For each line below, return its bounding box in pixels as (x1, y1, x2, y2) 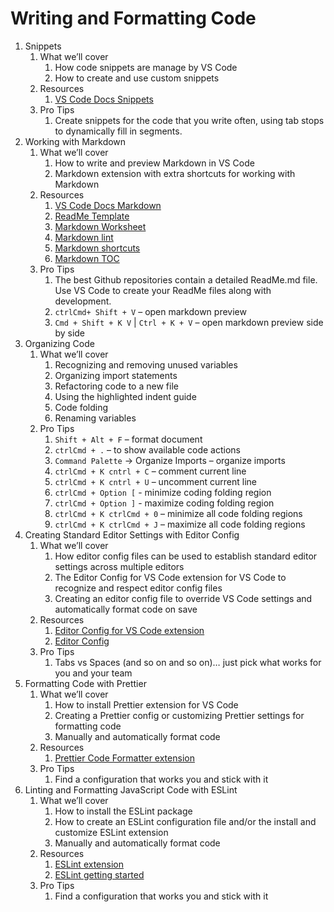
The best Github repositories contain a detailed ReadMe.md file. (54, 273, 318, 286)
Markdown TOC (54, 252, 120, 264)
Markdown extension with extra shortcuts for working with (54, 167, 296, 179)
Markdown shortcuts (54, 242, 141, 254)
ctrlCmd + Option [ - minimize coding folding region (54, 486, 272, 498)
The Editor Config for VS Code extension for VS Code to (54, 571, 287, 583)
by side (54, 327, 86, 339)
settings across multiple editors (54, 560, 185, 572)
